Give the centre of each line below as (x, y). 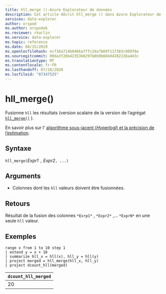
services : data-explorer (31, 19)
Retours (18, 203)
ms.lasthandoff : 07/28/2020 (34, 70)
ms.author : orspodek (27, 28)
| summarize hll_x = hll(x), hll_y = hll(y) (52, 257)
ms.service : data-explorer (33, 38)
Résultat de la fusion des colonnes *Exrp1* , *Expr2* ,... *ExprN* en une (78, 216)
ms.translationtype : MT (30, 61)
